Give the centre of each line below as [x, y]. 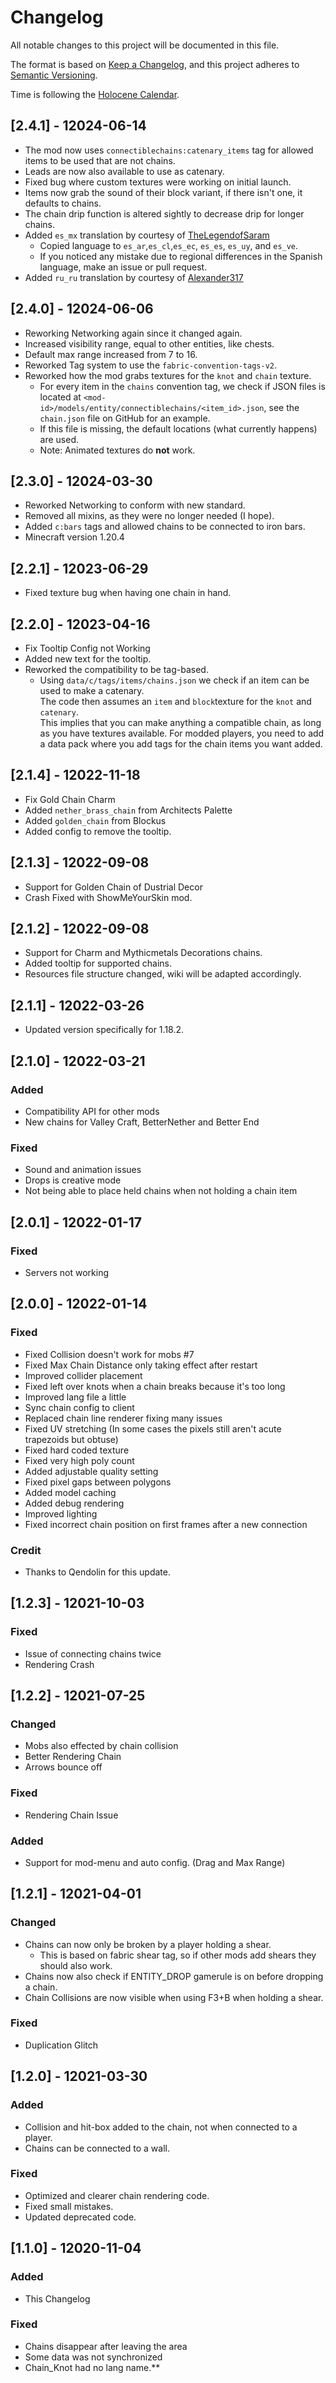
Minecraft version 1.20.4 [74, 537]
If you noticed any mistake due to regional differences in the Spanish [181, 256]
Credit [26, 1550]
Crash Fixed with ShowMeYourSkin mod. [108, 897]
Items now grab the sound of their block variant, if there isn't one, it [163, 192]
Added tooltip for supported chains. [98, 963]
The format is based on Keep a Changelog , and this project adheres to [155, 64]
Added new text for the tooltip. [88, 659]
